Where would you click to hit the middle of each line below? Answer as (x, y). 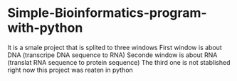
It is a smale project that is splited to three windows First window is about (115, 47)
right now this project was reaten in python (70, 70)
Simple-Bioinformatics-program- (107, 13)
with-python (45, 28)
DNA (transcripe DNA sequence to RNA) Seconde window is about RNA (112, 55)
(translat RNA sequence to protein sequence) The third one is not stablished (119, 62)
